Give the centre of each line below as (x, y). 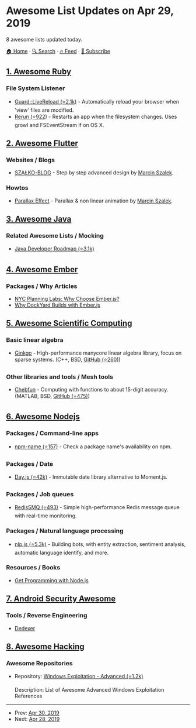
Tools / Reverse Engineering (47, 616)
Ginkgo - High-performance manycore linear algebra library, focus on (98, 353)
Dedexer (25, 628)
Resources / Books (33, 568)
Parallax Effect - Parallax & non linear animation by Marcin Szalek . (94, 201)
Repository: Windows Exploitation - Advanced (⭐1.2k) (79, 677)
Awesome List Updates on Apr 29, (90, 11)
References (28, 696)
